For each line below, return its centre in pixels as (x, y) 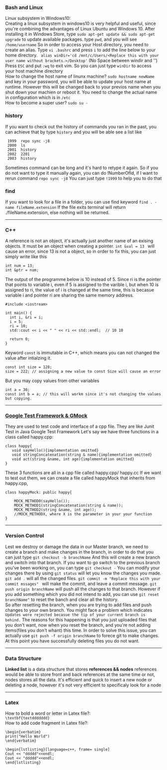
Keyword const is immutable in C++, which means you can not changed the (83, 353)
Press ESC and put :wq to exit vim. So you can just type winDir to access (78, 66)
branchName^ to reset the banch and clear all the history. (62, 599)
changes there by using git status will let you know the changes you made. (83, 573)
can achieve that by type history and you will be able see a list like (74, 132)
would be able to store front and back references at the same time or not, (80, 674)
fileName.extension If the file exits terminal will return (71, 207)
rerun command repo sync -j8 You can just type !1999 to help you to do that (83, 178)
